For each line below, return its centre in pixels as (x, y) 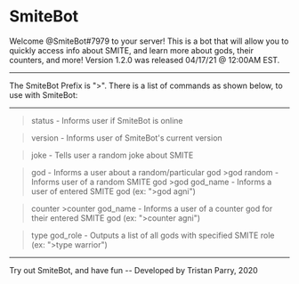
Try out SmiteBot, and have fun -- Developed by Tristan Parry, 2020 (133, 270)
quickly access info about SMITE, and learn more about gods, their (132, 50)
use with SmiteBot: (44, 94)
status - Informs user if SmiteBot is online (107, 120)
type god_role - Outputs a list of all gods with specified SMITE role (153, 235)
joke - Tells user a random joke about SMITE (112, 155)
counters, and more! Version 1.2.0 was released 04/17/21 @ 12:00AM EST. (145, 60)
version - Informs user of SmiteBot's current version (126, 138)
